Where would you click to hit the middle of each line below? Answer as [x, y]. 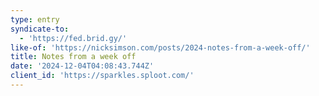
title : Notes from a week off [73, 57]
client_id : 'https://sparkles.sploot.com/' [102, 76]
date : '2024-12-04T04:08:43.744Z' [82, 66]
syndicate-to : [40, 29]
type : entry [35, 19]
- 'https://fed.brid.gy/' [73, 38]
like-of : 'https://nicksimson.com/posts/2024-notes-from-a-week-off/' [160, 47]
